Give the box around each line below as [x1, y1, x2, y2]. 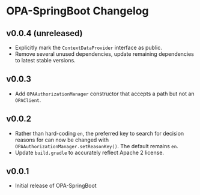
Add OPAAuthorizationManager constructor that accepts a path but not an [14, 90, 195, 97]
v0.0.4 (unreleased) [6, 28, 83, 38]
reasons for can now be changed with [14, 136, 109, 143]
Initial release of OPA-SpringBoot [14, 182, 97, 190]
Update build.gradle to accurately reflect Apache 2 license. [14, 149, 164, 156]
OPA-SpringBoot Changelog [6, 4, 149, 18]
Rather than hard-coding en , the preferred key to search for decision [14, 130, 184, 137]
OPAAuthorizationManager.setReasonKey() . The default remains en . [14, 142, 178, 149]
